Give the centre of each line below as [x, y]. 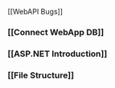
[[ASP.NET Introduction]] [57, 54]
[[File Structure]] [41, 75]
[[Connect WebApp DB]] [56, 32]
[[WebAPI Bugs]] [35, 12]
